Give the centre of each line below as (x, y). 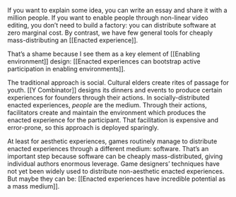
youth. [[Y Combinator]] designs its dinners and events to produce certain (115, 90)
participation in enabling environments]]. (66, 69)
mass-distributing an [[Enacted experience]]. (73, 40)
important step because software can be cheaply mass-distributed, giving (115, 156)
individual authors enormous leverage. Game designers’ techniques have (114, 164)
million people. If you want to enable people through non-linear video (108, 18)
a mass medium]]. (34, 186)
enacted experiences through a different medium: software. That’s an (108, 149)
